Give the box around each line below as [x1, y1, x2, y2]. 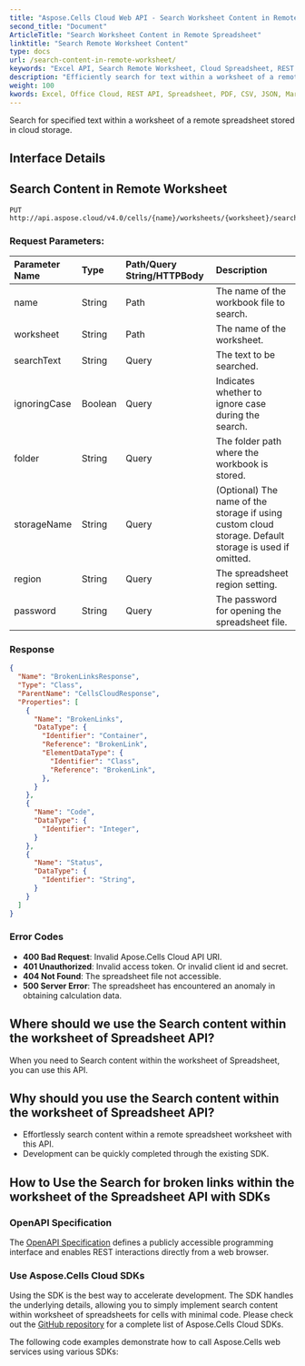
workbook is [215, 458, 269, 470]
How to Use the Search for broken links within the [9, 1175, 295, 1190]
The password [215, 593, 277, 605]
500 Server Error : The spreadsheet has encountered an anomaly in [22, 980, 276, 991]
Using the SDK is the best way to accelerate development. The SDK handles [9, 1290, 294, 1301]
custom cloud [215, 518, 274, 531]
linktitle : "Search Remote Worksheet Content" [9, 38, 189, 48]
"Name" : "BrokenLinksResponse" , [17, 673, 141, 682]
